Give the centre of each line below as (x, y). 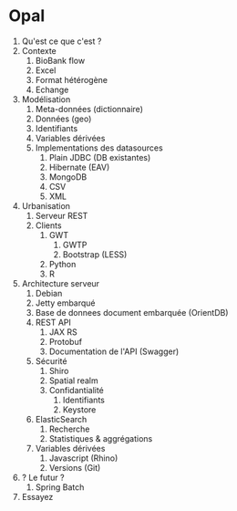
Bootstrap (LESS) (95, 254)
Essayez (37, 496)
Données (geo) (63, 119)
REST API (53, 322)
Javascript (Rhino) (83, 458)
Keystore (79, 409)
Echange (52, 89)
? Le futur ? (43, 477)
